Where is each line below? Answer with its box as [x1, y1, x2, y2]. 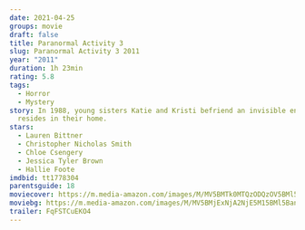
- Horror [17, 89, 51, 98]
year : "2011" [9, 55, 59, 64]
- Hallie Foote [17, 165, 75, 174]
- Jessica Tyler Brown [17, 156, 103, 166]
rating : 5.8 [9, 72, 54, 81]
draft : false [9, 30, 59, 39]
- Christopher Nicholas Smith [17, 139, 132, 149]
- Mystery [17, 97, 54, 107]
